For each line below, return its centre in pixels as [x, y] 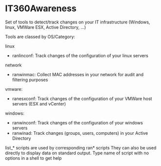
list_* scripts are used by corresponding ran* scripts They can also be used [81, 147]
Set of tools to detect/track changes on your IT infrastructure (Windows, [78, 22]
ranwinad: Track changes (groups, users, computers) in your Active [80, 133]
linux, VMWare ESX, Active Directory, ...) [46, 27]
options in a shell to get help [33, 158]
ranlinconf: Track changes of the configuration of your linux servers [80, 55]
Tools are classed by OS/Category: [40, 37]
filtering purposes [30, 80]
